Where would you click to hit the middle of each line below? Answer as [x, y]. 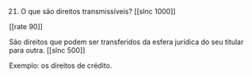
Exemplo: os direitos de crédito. [61, 65]
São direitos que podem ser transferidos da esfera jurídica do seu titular [126, 42]
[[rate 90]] [26, 26]
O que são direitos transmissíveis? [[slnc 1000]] [98, 11]
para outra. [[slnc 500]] [47, 50]
